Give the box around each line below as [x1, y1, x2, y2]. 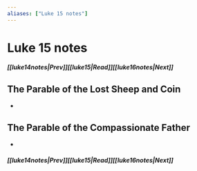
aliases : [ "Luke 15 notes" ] [7, 10, 88, 17]
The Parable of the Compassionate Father [7, 122, 191, 134]
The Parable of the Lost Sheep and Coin [7, 83, 181, 95]
